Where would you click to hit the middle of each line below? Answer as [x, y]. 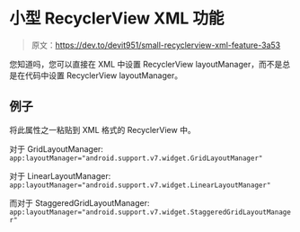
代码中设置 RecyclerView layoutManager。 [103, 75]
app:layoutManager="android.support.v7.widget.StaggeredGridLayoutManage [150, 212]
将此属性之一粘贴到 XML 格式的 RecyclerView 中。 [102, 129]
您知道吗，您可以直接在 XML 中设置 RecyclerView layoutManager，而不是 [146, 64]
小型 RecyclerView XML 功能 [117, 18]
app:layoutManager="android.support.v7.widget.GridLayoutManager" [136, 158]
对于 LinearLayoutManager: [60, 175]
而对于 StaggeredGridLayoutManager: [79, 202]
